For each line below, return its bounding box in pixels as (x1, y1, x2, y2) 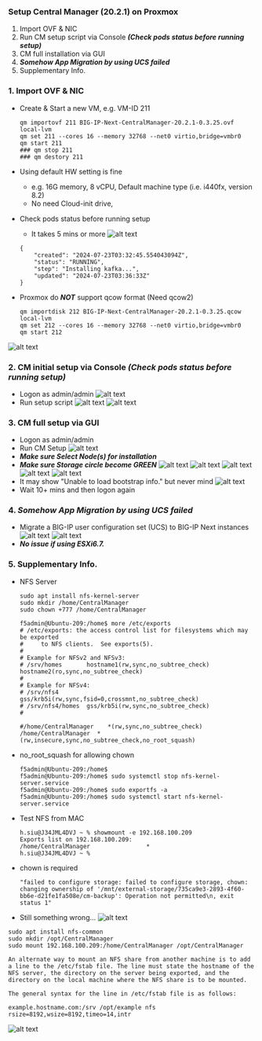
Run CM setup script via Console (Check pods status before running (19, 32, 245, 42)
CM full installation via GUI (19, 49, 106, 59)
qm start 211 (19, 139, 63, 147)
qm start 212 (19, 328, 63, 336)
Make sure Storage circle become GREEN (19, 460, 157, 470)
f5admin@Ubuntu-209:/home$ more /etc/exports (19, 619, 171, 627)
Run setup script (19, 398, 73, 407)
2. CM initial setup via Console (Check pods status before (8, 361, 232, 372)
